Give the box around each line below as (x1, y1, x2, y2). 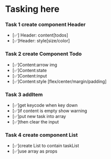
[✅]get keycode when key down (12, 102, 78, 108)
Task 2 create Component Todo (5, 50, 82, 57)
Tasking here (5, 3, 60, 15)
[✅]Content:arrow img (12, 62, 58, 68)
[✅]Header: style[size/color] (12, 38, 70, 44)
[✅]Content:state (12, 67, 47, 73)
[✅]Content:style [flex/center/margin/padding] (12, 78, 107, 84)
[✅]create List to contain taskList (12, 143, 79, 149)
